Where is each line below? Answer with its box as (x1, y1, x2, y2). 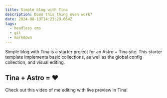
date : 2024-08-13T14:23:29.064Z (5, 16, 72, 21)
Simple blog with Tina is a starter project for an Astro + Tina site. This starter (5, 48, 163, 55)
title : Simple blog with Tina (5, 7, 68, 12)
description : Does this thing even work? (5, 12, 93, 17)
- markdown (9, 35, 32, 40)
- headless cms (9, 26, 41, 31)
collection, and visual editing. (5, 59, 65, 65)
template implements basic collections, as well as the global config (5, 54, 143, 60)
